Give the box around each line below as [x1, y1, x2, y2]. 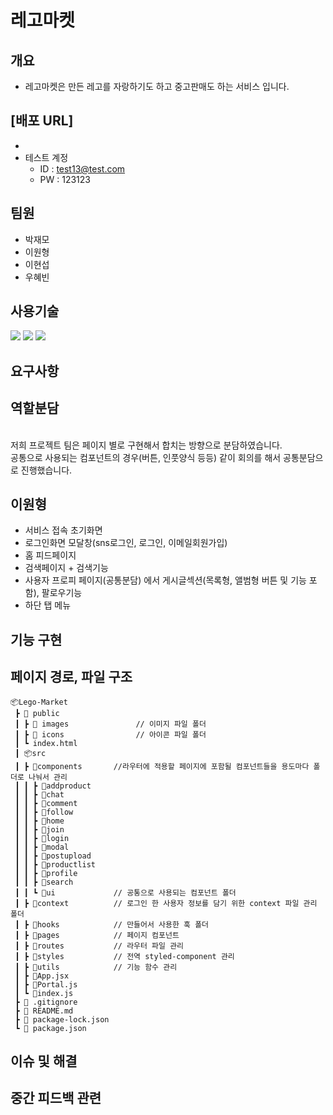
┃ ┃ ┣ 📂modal [14, 842, 70, 852]
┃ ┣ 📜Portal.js [14, 979, 78, 990]
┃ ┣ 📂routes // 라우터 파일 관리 [14, 941, 185, 951]
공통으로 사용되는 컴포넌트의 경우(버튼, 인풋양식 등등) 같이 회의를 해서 [10, 451, 282, 463]
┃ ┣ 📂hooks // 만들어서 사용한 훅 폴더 [14, 919, 210, 930]
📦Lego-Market [10, 697, 68, 707]
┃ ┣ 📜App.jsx [14, 971, 70, 981]
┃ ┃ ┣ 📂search [14, 877, 74, 887]
